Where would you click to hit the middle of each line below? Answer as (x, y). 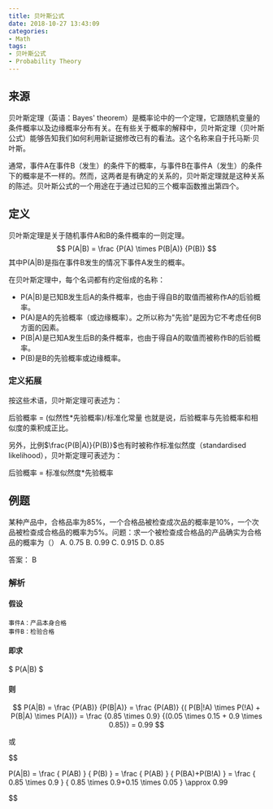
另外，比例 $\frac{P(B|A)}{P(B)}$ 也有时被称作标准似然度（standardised (127, 445)
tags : (17, 46)
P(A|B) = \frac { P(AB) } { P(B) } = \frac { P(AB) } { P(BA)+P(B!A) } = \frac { (132, 774)
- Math (19, 39)
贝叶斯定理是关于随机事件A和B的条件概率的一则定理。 (99, 235)
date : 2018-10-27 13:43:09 (54, 24)
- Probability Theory (45, 62)
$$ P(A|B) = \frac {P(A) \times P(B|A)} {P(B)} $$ (136, 248)
